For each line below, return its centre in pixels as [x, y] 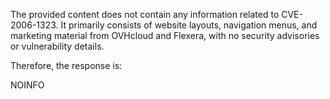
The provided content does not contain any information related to [145, 14]
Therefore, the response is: [66, 65]
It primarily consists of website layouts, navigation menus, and [189, 25]
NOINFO [27, 85]
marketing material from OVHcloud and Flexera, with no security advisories [165, 35]
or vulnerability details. [57, 46]
